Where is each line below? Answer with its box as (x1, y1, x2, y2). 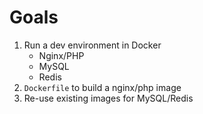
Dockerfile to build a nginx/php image (23, 81, 182, 93)
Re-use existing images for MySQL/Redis (23, 92, 194, 104)
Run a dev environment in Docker (23, 39, 162, 51)
